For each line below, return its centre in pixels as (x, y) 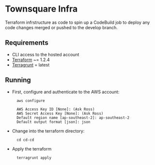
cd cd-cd (25, 140)
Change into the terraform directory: (48, 131)
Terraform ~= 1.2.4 (31, 60)
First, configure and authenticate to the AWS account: (66, 92)
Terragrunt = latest (31, 65)
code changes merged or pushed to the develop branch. (61, 27)
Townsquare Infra (41, 9)
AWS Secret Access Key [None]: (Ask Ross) (60, 113)
